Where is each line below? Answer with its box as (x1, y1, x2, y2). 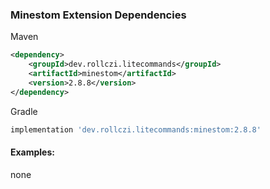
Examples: (10, 146, 55, 158)
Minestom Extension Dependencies (10, 8, 187, 22)
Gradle (10, 105, 38, 117)
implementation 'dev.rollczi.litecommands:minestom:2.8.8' (10, 124, 262, 135)
